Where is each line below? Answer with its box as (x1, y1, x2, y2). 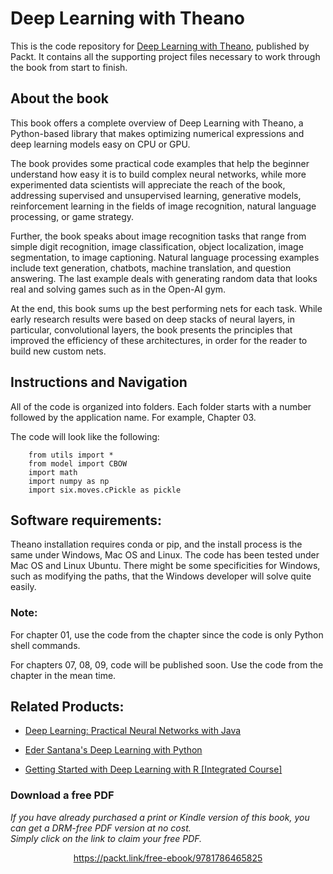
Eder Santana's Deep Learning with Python (24, 744, 203, 756)
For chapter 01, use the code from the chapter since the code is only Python (10, 628, 324, 641)
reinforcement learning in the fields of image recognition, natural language (10, 200, 317, 212)
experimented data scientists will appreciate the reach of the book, (10, 178, 286, 191)
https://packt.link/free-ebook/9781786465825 (73, 852, 263, 864)
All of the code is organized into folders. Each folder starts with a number (10, 400, 312, 412)
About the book (10, 90, 110, 107)
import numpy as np (28, 476, 110, 486)
